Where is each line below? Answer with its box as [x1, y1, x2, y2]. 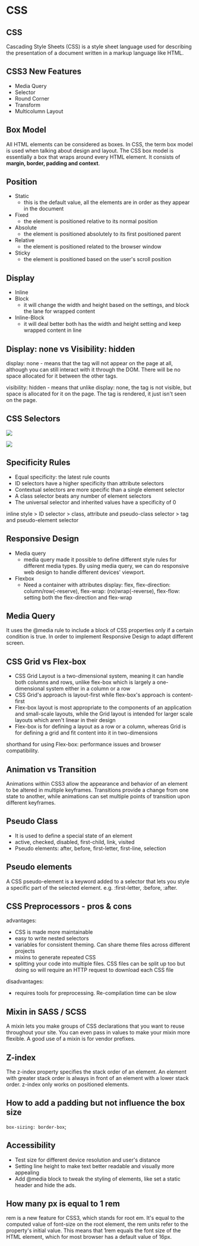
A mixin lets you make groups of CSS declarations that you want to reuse [6, 1022, 185, 1030]
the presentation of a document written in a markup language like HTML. [6, 49, 184, 57]
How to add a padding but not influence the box [6, 1098, 185, 1108]
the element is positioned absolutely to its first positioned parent [23, 230, 181, 238]
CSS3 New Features [6, 67, 82, 77]
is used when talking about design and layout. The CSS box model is [6, 147, 174, 154]
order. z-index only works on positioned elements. [6, 1081, 129, 1088]
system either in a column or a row [46, 685, 131, 692]
